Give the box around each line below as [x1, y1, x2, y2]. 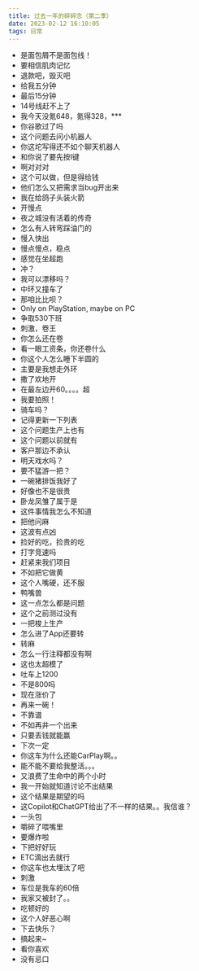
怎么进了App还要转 [19, 628, 84, 639]
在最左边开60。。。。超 [19, 384, 91, 395]
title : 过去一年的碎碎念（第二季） [8, 11, 113, 20]
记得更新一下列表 [19, 415, 78, 425]
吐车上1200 [19, 669, 58, 680]
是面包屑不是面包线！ [19, 50, 92, 60]
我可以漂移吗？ [19, 274, 71, 284]
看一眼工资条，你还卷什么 [19, 343, 106, 354]
